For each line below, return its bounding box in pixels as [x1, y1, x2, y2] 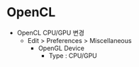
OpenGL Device [38, 44, 84, 52]
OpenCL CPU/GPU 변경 [16, 28, 84, 37]
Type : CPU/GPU [48, 51, 97, 60]
